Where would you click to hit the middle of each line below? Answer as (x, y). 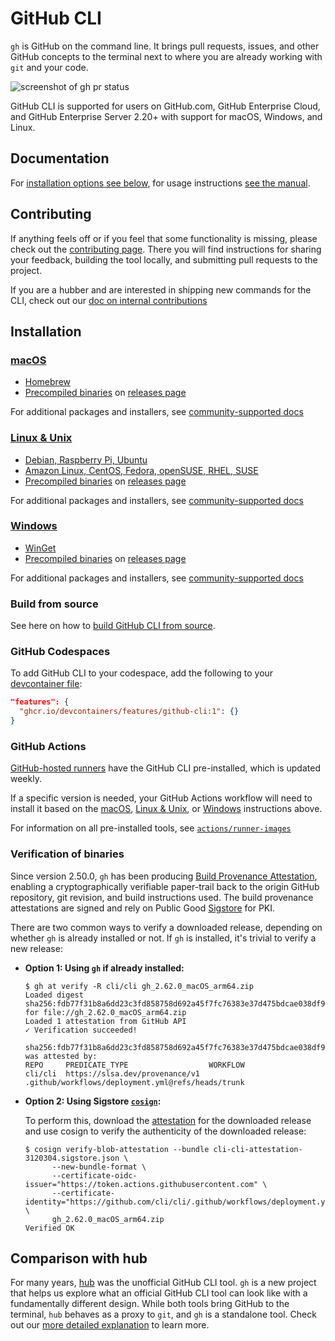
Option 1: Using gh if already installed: (104, 968)
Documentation (60, 158)
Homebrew (47, 382)
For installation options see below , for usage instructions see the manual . (160, 183)
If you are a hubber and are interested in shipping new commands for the (161, 289)
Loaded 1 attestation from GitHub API (105, 1021)
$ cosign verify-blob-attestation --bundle (117, 1149)
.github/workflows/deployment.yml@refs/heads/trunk (134, 1082)
